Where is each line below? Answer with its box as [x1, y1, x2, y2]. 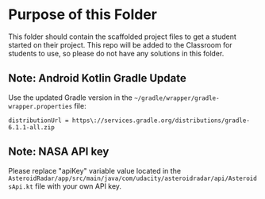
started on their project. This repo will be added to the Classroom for [8, 40, 232, 49]
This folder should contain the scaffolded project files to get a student [8, 32, 236, 41]
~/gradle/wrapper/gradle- [133, 94, 220, 102]
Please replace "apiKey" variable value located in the [8, 166, 181, 175]
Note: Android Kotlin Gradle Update [8, 71, 186, 85]
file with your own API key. [35, 181, 121, 191]
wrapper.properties [8, 102, 73, 110]
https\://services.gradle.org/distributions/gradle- [71, 117, 250, 124]
